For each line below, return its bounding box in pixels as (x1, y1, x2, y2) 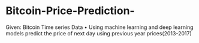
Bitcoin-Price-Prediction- (5, 4, 135, 18)
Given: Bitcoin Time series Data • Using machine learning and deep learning (5, 24, 194, 31)
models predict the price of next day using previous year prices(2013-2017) (5, 29, 192, 37)
